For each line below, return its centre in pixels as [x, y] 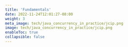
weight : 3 [15, 19]
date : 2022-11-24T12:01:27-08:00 [39, 14]
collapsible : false [25, 37]
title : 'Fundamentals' [28, 10]
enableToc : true [21, 32]
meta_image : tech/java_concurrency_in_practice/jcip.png [64, 23]
